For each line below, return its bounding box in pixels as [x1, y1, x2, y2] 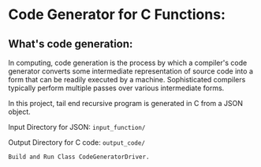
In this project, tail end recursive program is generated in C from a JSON [8, 99, 243, 108]
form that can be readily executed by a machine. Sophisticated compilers [8, 75, 246, 84]
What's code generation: [8, 37, 133, 51]
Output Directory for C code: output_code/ [8, 138, 146, 147]
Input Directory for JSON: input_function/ [8, 123, 146, 131]
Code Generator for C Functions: [8, 6, 226, 24]
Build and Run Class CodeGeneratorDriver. [8, 153, 150, 161]
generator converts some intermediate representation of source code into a [8, 66, 254, 76]
